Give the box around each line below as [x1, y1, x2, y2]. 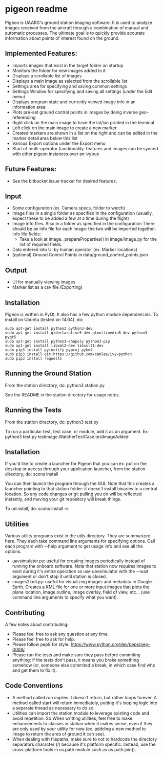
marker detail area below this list [12, 135, 78, 141]
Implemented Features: [5, 49, 78, 58]
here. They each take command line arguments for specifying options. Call [5, 538, 155, 544]
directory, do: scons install [5, 471, 59, 477]
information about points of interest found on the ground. [5, 35, 120, 41]
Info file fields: [12, 231, 41, 237]
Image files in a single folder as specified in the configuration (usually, [12, 210, 153, 216]
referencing [12, 114, 36, 120]
